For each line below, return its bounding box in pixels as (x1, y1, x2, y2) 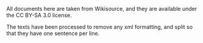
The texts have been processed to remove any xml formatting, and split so (6, 24, 193, 30)
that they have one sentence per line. (6, 30, 100, 37)
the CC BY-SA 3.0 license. (6, 12, 72, 19)
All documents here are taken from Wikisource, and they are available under (6, 5, 197, 12)
